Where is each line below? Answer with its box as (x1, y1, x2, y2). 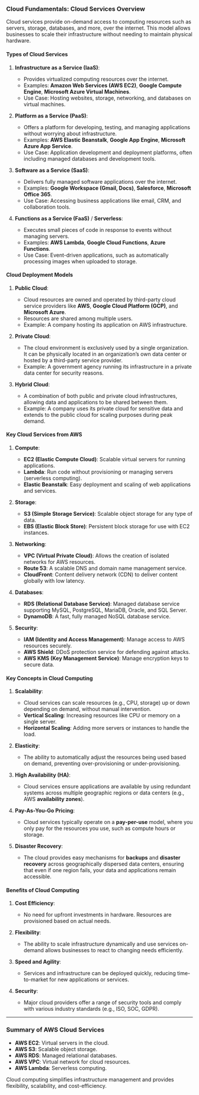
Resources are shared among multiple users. (23, 315, 133, 322)
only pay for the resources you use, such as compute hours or (23, 825, 176, 832)
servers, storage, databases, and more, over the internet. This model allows (6, 24, 191, 31)
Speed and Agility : (14, 958, 61, 965)
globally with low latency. (23, 577, 85, 584)
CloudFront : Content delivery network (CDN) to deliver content (23, 571, 178, 578)
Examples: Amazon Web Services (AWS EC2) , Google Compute (23, 82, 182, 89)
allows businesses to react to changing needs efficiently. (45, 947, 184, 954)
